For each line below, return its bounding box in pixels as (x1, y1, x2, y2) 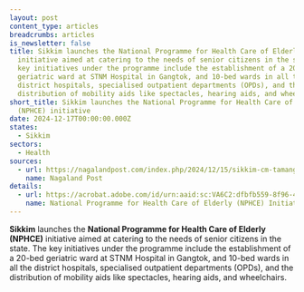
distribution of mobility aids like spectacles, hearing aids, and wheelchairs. (9, 271, 288, 282)
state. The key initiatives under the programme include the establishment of (9, 242, 291, 254)
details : (9, 182, 43, 191)
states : (9, 123, 39, 132)
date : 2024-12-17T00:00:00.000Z (9, 114, 131, 123)
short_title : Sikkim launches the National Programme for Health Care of (9, 97, 294, 107)
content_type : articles (9, 22, 100, 31)
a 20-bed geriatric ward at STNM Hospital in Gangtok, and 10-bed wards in (9, 252, 290, 263)
